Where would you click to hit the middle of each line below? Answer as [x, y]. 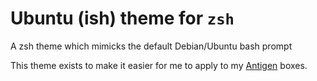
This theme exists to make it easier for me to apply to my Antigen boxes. [159, 65]
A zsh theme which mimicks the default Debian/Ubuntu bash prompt [151, 46]
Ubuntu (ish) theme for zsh [122, 18]
